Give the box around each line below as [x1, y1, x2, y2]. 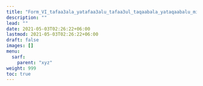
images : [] [6, 43, 34, 49]
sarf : [11, 54, 26, 60]
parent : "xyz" [17, 59, 53, 65]
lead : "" [6, 20, 28, 26]
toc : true [6, 71, 31, 77]
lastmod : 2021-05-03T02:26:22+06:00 [6, 31, 98, 38]
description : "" [6, 15, 47, 21]
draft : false [6, 37, 39, 43]
